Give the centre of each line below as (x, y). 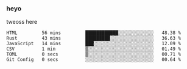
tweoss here (22, 22)
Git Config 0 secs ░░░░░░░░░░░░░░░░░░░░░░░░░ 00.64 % (94, 60)
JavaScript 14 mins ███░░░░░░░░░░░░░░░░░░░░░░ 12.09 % (94, 44)
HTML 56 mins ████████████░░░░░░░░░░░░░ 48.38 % (94, 33)
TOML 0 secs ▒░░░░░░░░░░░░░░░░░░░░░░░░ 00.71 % (94, 54)
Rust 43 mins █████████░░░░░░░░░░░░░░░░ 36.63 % (94, 38)
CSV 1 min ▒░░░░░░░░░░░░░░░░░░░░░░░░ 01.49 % (94, 49)
